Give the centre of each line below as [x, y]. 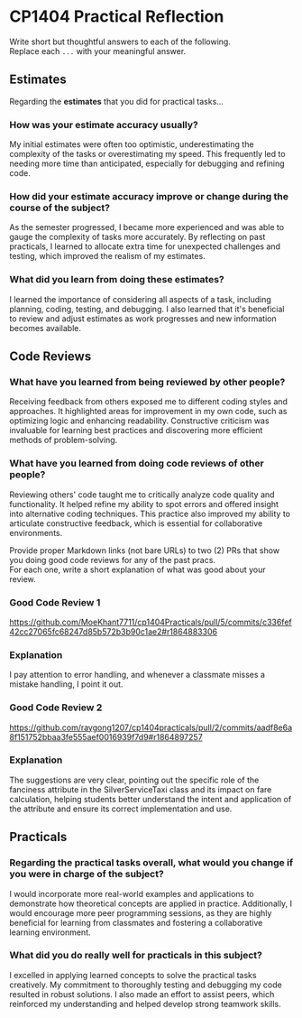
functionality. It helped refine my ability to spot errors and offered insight [144, 504]
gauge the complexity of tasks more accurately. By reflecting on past [137, 237]
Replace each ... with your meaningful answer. [98, 51]
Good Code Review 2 [56, 708]
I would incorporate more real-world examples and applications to [132, 893]
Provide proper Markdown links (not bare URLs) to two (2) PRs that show [145, 550]
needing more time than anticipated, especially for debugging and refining [147, 163]
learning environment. [50, 932]
